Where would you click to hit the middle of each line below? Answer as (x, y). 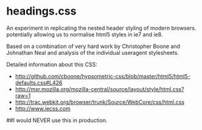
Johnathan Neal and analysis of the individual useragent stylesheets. (93, 52)
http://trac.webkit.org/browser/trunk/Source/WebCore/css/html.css (99, 102)
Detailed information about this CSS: (52, 64)
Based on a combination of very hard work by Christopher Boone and (93, 46)
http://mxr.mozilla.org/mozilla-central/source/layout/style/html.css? (99, 89)
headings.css (41, 11)
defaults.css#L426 (39, 83)
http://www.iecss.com (43, 108)
